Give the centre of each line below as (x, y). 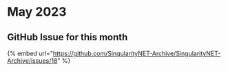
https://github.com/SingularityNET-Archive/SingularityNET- (137, 53)
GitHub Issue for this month (68, 37)
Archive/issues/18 (32, 61)
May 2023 (37, 12)
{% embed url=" (30, 53)
